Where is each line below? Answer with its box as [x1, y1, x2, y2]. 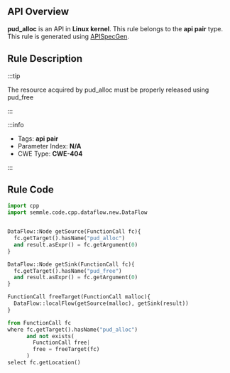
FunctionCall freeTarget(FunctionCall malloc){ [7, 293, 151, 301]
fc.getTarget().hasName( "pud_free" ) [13, 267, 122, 274]
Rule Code [7, 184, 55, 196]
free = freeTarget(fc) [33, 346, 100, 353]
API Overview [7, 6, 70, 18]
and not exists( [26, 333, 75, 340]
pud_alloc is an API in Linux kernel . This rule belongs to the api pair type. [7, 24, 224, 33]
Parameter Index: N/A [17, 141, 82, 150]
